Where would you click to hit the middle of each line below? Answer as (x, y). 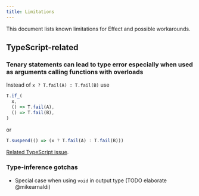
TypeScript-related (42, 48)
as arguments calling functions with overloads (75, 72)
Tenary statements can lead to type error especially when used (99, 65)
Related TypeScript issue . (38, 152)
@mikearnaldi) (32, 186)
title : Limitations (30, 12)
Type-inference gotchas (42, 167)
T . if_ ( (14, 96)
